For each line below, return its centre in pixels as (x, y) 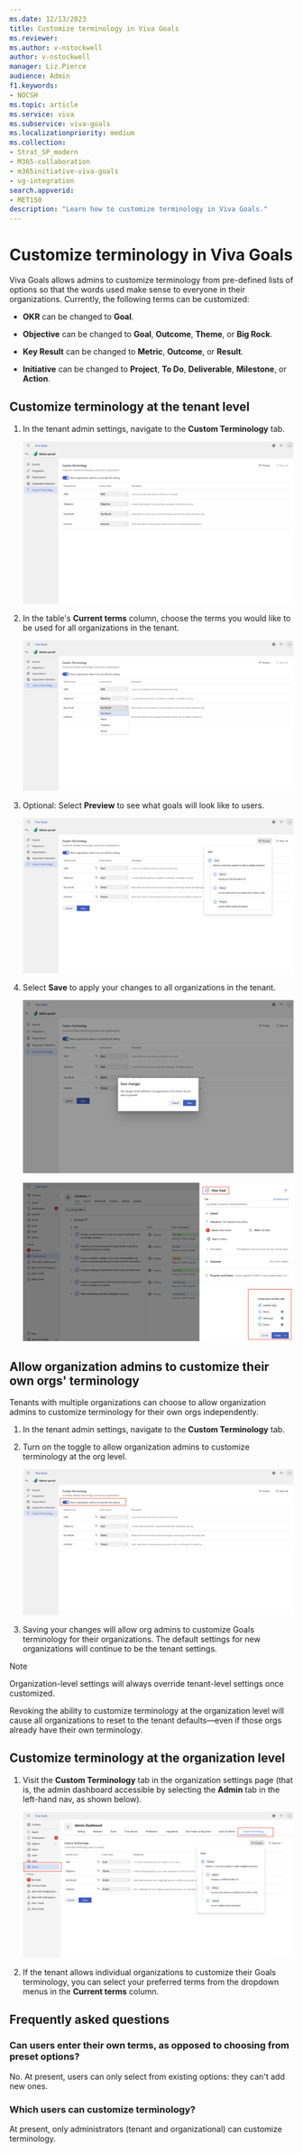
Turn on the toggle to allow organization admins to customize (136, 1447)
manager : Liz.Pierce (48, 67)
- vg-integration (42, 180)
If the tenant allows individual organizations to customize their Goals (149, 1972)
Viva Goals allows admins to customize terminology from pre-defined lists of (151, 281)
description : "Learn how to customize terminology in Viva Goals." (139, 209)
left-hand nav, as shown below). (82, 1799)
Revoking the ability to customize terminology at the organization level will (147, 1711)
